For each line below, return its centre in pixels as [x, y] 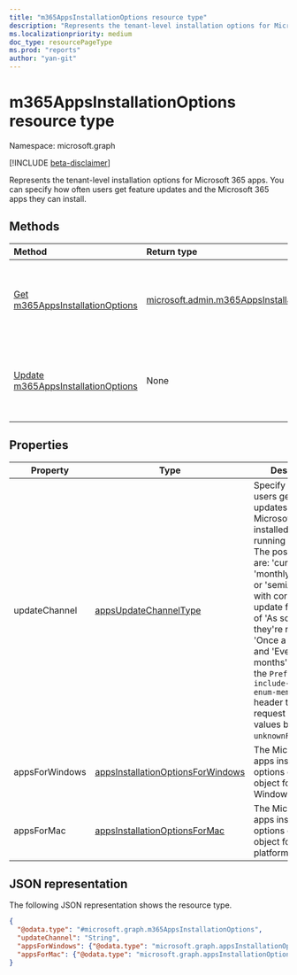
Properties [39, 445]
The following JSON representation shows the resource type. [121, 905]
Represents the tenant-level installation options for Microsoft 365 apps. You [147, 180]
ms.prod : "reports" [45, 50]
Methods [34, 227]
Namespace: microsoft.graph [62, 145]
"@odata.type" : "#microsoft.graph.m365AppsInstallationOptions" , [140, 930]
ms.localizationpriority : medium [71, 34]
